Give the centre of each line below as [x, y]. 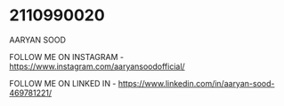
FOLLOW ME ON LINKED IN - [63, 83]
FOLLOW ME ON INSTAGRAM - [67, 57]
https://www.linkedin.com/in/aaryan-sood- [196, 83]
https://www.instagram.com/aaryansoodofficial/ [97, 66]
